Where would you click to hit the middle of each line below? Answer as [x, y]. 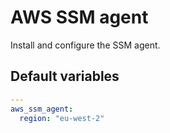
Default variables [65, 76]
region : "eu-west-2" [62, 118]
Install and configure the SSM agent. [85, 45]
